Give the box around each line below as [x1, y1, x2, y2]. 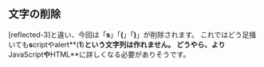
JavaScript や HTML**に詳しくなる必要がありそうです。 [8, 50, 191, 59]
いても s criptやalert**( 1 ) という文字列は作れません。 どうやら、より [8, 39, 226, 49]
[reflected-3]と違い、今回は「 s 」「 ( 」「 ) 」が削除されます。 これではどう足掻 [8, 30, 257, 39]
